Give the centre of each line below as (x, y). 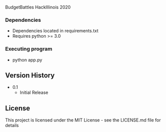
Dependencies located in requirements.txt (55, 31)
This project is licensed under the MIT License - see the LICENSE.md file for (83, 120)
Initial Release (34, 93)
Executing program (29, 49)
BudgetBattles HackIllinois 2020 (38, 7)
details (12, 126)
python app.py (27, 60)
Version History (30, 75)
